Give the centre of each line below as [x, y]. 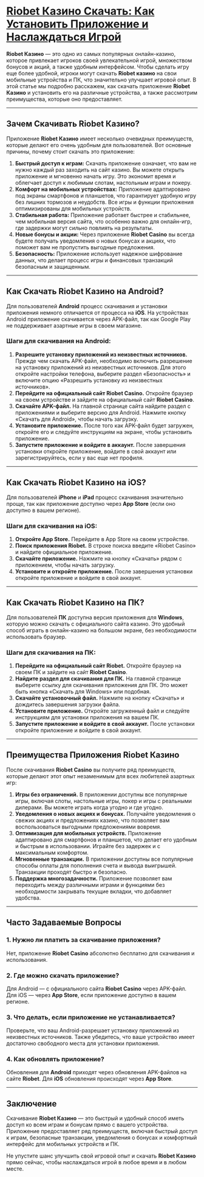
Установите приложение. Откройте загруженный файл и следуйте [102, 711]
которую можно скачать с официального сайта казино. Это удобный [96, 624]
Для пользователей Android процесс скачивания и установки [87, 306]
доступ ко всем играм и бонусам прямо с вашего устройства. [87, 1125]
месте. [15, 1169]
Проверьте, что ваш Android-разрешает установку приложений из [93, 1030]
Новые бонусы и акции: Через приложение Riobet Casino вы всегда [105, 234]
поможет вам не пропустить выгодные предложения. [85, 247]
